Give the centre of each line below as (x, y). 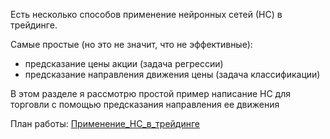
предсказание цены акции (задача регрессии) (124, 63)
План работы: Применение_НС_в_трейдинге (105, 123)
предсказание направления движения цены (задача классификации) (172, 74)
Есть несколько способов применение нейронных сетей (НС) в (146, 14)
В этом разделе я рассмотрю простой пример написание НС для (150, 93)
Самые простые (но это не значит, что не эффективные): (131, 44)
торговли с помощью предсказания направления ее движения (145, 104)
